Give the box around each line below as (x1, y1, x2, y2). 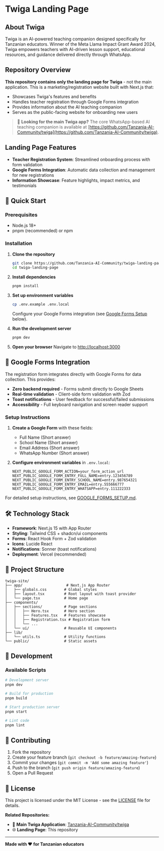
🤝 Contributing (5, 736, 51, 745)
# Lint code (5, 718, 29, 723)
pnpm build (5, 696, 27, 701)
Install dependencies (12, 274, 56, 280)
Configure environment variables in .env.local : (12, 460, 110, 466)
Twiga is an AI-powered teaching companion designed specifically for (5, 36, 146, 42)
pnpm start (5, 709, 27, 714)
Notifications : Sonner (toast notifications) (12, 546, 97, 552)
